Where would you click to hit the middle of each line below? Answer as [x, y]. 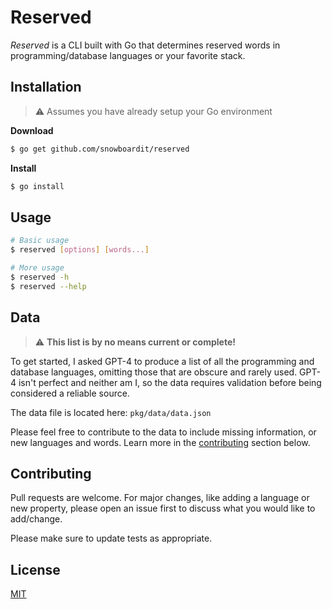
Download [32, 130]
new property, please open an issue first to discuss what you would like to [163, 508]
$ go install [37, 186]
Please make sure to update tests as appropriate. [111, 538]
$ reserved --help [48, 286]
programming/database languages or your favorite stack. [128, 55]
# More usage [37, 268]
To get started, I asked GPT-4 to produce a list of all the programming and [162, 361]
